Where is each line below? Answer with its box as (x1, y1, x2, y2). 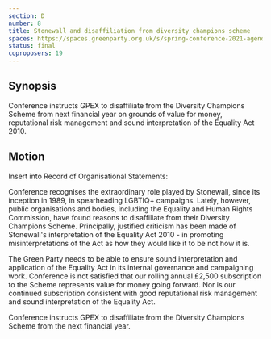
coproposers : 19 (8, 49, 63, 57)
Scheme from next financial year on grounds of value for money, (8, 109, 223, 119)
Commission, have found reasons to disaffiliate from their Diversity (8, 212, 230, 222)
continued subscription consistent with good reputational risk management (8, 288, 258, 298)
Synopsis (8, 79, 56, 93)
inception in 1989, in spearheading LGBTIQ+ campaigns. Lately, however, (8, 195, 252, 205)
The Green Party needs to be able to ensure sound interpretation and (8, 253, 238, 263)
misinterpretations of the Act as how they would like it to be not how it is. (8, 238, 250, 248)
